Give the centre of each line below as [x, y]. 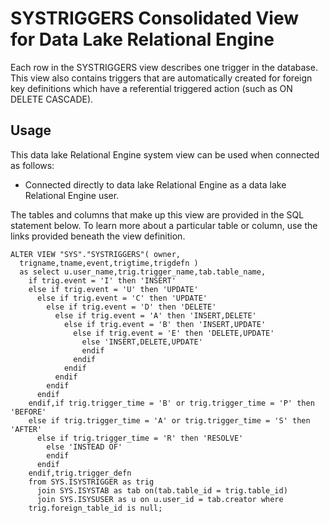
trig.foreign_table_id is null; [95, 508]
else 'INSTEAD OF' [84, 447]
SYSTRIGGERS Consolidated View [155, 18]
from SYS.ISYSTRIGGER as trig [91, 482]
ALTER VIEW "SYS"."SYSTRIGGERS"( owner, [96, 254]
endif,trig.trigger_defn [80, 473]
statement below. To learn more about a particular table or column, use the [164, 225]
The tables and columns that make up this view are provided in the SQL [157, 214]
